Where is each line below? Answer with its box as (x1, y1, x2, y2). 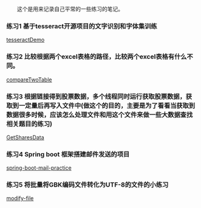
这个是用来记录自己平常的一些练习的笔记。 (17, 5, 123, 12)
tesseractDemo (6, 36, 45, 44)
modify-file (6, 195, 34, 202)
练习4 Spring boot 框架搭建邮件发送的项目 (6, 150, 130, 158)
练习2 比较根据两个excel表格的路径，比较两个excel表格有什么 (6, 52, 187, 61)
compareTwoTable (6, 75, 52, 83)
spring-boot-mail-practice (6, 164, 72, 172)
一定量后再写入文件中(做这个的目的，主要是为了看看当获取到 (18, 101, 196, 109)
